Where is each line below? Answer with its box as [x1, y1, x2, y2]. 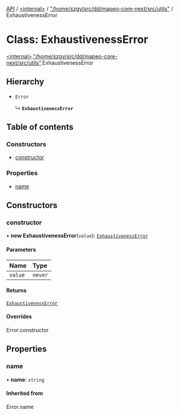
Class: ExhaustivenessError [6, 33, 149, 47]
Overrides [6, 313, 32, 320]
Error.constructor [6, 327, 49, 334]
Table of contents [6, 122, 74, 132]
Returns [6, 287, 27, 294]
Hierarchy [6, 77, 45, 87]
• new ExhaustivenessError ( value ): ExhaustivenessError [6, 232, 149, 240]
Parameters [6, 246, 36, 253]
